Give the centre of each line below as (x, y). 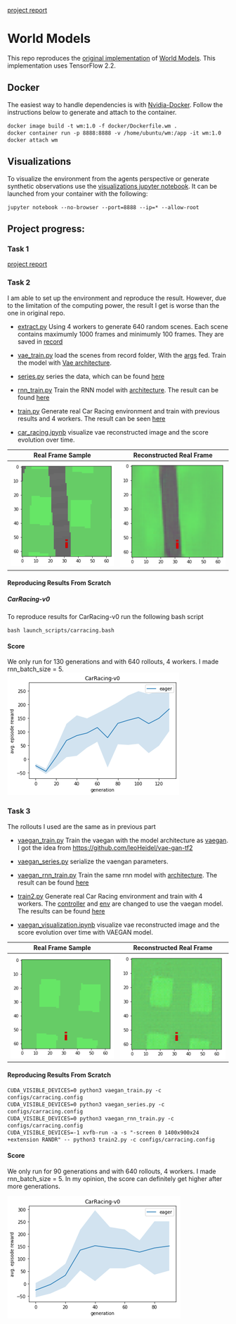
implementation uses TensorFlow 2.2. (61, 65)
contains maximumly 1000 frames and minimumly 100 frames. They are (120, 334)
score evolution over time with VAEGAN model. (85, 932)
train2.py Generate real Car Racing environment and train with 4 (110, 896)
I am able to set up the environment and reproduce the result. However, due (117, 298)
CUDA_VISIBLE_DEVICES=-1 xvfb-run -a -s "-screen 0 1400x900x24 (103, 1133)
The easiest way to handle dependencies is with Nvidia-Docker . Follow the (115, 104)
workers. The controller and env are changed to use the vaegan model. (120, 904)
